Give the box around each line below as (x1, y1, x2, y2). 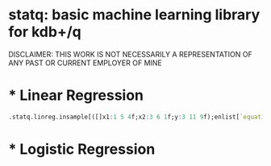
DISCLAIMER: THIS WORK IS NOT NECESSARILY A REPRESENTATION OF (8, 49, 252, 59)
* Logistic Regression (8, 139, 156, 158)
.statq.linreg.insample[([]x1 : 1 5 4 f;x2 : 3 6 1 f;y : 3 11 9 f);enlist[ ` (8, 113, 244, 121)
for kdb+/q (8, 23, 82, 41)
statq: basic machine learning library (8, 6, 261, 24)
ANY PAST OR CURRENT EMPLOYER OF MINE (8, 58, 163, 68)
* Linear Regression (8, 86, 144, 105)
